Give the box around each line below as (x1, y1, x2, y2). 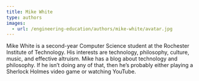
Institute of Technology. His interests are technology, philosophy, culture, (6, 49, 190, 56)
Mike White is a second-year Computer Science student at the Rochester (6, 42, 190, 50)
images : (6, 20, 26, 26)
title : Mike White (6, 8, 53, 15)
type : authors (6, 15, 43, 21)
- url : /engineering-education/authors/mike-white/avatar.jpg (12, 25, 173, 32)
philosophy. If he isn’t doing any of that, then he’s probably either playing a (6, 62, 194, 69)
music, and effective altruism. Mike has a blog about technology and (6, 55, 178, 62)
